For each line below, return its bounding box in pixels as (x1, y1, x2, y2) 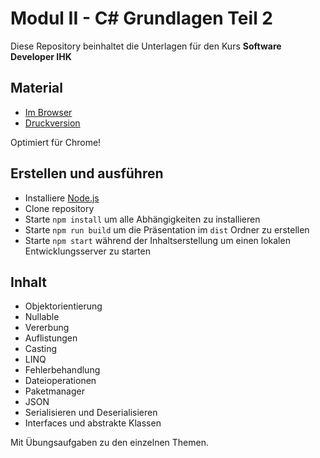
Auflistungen (24, 332, 78, 344)
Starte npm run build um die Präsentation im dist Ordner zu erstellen (24, 223, 310, 236)
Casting (24, 343, 58, 355)
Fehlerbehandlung (24, 364, 101, 376)
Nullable (24, 311, 60, 323)
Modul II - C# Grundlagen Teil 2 (10, 7, 273, 30)
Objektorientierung (24, 300, 103, 312)
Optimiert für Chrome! (10, 136, 102, 148)
